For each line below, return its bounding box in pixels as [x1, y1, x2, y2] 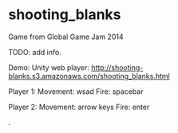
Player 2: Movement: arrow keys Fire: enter [8, 102, 150, 111]
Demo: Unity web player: [8, 62, 90, 72]
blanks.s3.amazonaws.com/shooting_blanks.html [8, 71, 170, 80]
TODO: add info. [8, 47, 61, 57]
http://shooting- [91, 62, 144, 72]
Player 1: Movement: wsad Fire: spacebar [8, 86, 144, 96]
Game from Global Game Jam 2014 [8, 32, 124, 41]
